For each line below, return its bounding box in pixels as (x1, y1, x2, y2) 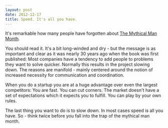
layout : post (5, 7, 33, 13)
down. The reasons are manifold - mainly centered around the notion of (5, 67, 153, 73)
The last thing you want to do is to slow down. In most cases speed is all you (5, 107, 163, 113)
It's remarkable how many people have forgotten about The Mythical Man (5, 31, 157, 37)
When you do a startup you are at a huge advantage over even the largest (5, 82, 158, 88)
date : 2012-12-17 (5, 12, 42, 17)
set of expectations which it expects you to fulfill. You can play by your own (5, 92, 161, 98)
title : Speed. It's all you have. (5, 17, 78, 22)
